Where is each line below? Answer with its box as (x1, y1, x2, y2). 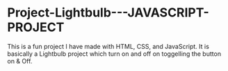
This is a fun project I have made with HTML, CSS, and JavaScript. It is (7, 42, 210, 50)
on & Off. (7, 57, 33, 65)
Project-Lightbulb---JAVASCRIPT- (7, 5, 210, 21)
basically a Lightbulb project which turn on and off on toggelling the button (7, 50, 221, 58)
